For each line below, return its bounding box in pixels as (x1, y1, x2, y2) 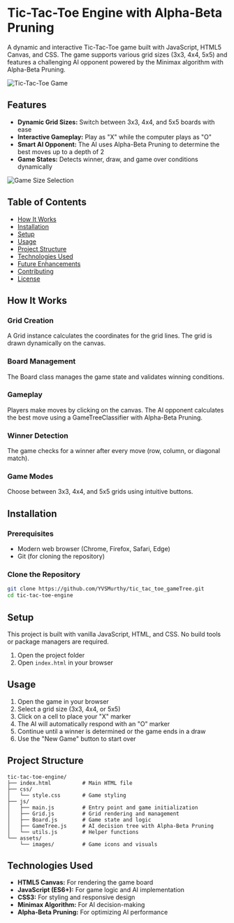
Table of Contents (7, 196, 87, 208)
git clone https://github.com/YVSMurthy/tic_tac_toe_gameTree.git (7, 585, 205, 592)
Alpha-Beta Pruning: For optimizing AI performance (17, 908, 168, 917)
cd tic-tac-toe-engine (7, 592, 73, 599)
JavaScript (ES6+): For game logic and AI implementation (17, 886, 185, 894)
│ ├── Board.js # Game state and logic (7, 816, 152, 824)
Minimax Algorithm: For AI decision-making (17, 901, 145, 909)
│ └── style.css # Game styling (7, 791, 127, 799)
